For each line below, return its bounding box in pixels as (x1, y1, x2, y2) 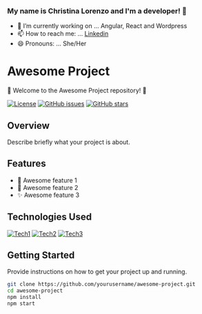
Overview (7, 120, 50, 132)
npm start (7, 300, 36, 307)
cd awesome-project (7, 287, 63, 295)
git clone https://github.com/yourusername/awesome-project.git (7, 281, 196, 288)
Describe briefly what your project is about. (7, 138, 131, 147)
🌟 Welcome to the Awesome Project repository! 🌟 (7, 86, 147, 95)
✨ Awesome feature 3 (17, 191, 80, 199)
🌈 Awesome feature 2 (17, 183, 79, 191)
